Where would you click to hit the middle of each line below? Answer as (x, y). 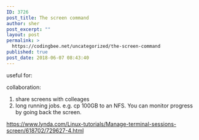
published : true (27, 52)
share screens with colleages (52, 99)
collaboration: (24, 87)
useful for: (19, 75)
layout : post (23, 35)
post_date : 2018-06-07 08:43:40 (48, 58)
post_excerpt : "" (29, 29)
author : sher (23, 23)
